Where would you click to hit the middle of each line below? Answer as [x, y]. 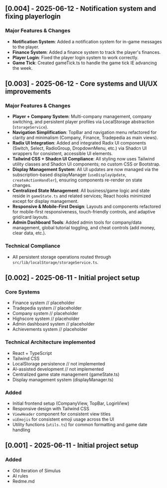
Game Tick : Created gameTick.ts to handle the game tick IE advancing [84, 63]
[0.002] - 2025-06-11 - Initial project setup [73, 278]
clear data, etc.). [29, 233]
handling [21, 430]
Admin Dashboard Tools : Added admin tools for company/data [77, 222]
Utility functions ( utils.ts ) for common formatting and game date [80, 424]
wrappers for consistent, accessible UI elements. [62, 154]
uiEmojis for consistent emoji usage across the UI [63, 419]
